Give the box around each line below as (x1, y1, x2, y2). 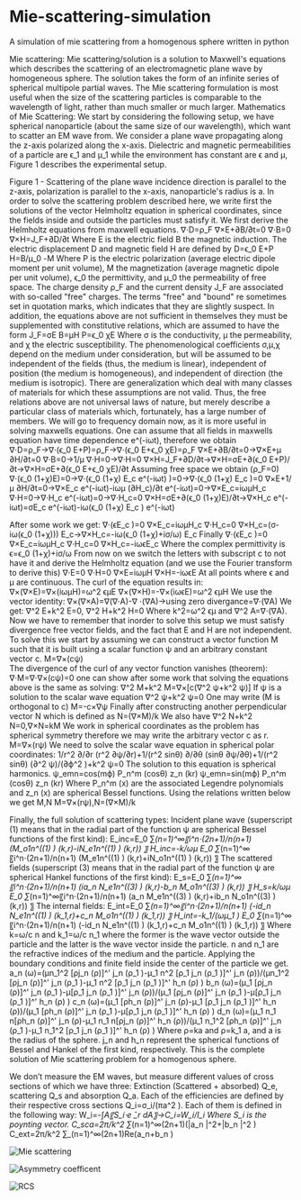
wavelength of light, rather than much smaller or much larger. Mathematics (9, 101, 286, 112)
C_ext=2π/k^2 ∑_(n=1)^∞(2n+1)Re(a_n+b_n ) (9, 1128, 173, 1139)
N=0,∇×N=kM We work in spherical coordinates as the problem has (9, 720, 260, 731)
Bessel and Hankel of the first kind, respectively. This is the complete (9, 1043, 265, 1055)
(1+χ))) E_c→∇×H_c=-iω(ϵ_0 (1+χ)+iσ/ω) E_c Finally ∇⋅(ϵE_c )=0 (34, 529, 268, 540)
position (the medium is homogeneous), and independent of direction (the (9, 368, 283, 378)
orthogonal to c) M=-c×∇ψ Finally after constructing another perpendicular (9, 701, 288, 712)
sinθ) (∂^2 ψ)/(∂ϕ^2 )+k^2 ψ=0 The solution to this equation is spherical (9, 759, 277, 769)
